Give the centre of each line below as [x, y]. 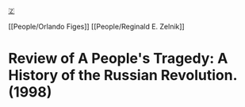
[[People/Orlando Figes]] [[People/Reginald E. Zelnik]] [96, 27]
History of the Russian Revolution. [123, 76]
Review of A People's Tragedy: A [118, 59]
